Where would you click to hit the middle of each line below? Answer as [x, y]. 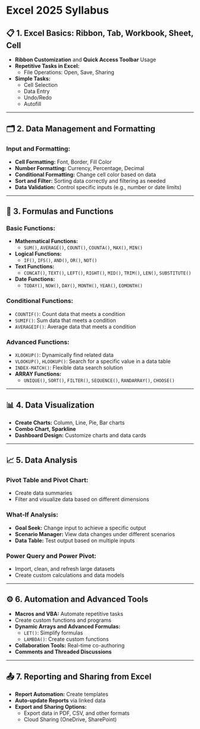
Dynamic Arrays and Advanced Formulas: [68, 626]
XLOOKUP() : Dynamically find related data [64, 355]
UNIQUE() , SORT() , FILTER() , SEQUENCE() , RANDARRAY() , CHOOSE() [99, 380]
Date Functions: [35, 279]
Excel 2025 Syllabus [57, 10]
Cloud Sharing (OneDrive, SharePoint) [70, 719]
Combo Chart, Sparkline [45, 428]
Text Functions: [35, 267]
